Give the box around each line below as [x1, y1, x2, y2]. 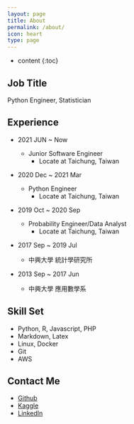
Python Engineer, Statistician [7, 95, 91, 104]
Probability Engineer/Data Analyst [28, 219, 127, 228]
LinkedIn [17, 409, 43, 418]
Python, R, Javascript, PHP [17, 324, 97, 333]
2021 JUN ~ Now [17, 135, 68, 144]
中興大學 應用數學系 [28, 284, 86, 292]
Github [17, 394, 38, 403]
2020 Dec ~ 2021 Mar [17, 170, 82, 179]
